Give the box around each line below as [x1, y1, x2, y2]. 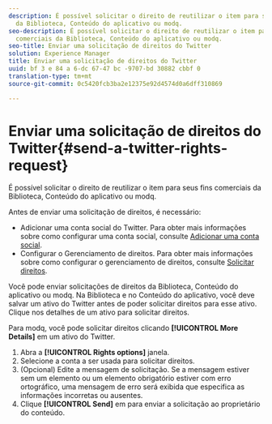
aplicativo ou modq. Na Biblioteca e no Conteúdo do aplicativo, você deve [8, 290, 255, 300]
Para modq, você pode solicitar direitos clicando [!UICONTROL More [8, 323, 239, 333]
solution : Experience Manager [8, 49, 111, 58]
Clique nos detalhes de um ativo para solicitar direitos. [8, 307, 190, 317]
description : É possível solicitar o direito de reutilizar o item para [8, 11, 259, 20]
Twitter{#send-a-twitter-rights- [8, 139, 228, 157]
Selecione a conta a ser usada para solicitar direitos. [19, 356, 196, 366]
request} [8, 156, 69, 174]
